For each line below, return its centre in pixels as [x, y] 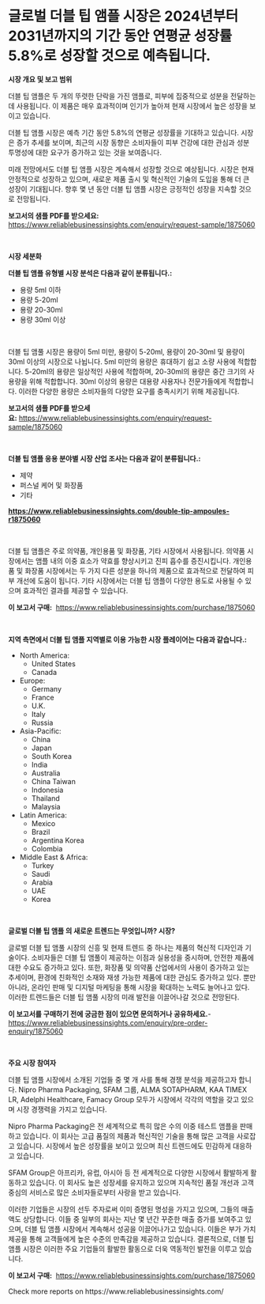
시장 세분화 [25, 256]
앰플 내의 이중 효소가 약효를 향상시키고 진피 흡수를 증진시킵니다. [133, 561]
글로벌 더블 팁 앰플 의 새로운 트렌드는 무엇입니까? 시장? [92, 931]
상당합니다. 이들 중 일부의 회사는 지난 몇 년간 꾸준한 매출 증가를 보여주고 [133, 1219]
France [43, 697]
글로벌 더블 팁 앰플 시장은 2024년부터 [123, 16]
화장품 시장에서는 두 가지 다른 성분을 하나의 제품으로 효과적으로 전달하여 [135, 570]
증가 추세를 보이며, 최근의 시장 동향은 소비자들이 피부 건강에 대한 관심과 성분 [133, 142]
